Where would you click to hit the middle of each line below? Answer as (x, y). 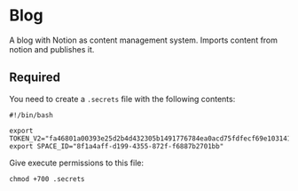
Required (35, 78)
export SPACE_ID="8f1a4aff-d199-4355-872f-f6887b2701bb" (117, 146)
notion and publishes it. (52, 49)
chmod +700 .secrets (47, 179)
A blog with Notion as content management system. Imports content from (143, 40)
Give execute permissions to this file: (77, 163)
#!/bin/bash (31, 115)
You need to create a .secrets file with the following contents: (122, 99)
